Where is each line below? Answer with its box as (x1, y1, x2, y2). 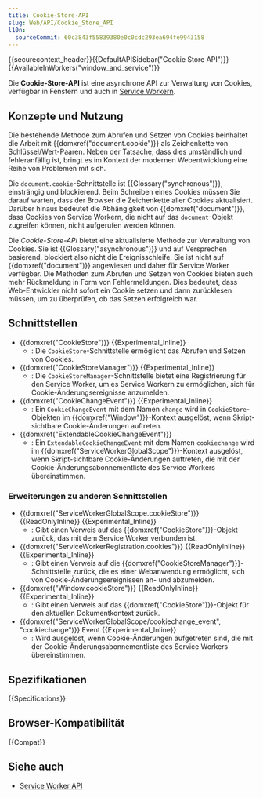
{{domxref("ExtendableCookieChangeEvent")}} (19, 429, 172, 439)
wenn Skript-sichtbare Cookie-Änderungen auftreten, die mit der (31, 454, 240, 464)
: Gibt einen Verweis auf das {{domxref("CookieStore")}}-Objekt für (31, 600, 249, 610)
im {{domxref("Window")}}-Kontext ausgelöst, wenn (62, 413, 231, 422)
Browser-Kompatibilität (8, 716, 125, 730)
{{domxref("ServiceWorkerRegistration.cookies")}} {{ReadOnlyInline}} (19, 542, 246, 552)
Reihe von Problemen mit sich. (8, 164, 106, 173)
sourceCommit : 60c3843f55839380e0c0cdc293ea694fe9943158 (15, 33, 205, 42)
